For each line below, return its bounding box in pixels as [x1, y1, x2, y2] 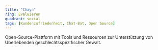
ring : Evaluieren [5, 12, 41, 17]
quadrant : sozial [5, 16, 41, 21]
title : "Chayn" [5, 7, 36, 12]
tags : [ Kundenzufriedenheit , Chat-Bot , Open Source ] [5, 21, 115, 26]
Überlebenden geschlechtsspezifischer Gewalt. [5, 40, 102, 46]
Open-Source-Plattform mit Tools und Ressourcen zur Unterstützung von [5, 34, 153, 40]
